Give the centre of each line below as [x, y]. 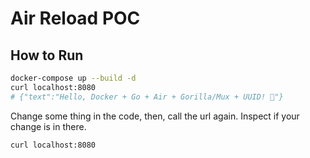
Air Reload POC [75, 18]
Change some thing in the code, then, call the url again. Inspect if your [155, 116]
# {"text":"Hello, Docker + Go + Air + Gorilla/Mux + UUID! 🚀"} [147, 97]
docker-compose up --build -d [73, 78]
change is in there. [48, 126]
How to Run [47, 55]
